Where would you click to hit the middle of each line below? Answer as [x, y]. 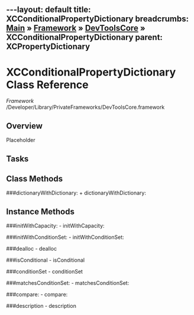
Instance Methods [41, 211]
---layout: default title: [48, 10]
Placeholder [21, 140]
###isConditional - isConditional [45, 260]
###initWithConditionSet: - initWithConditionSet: [65, 237]
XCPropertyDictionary [48, 47]
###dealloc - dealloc [32, 249]
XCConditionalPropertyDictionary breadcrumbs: [98, 19]
